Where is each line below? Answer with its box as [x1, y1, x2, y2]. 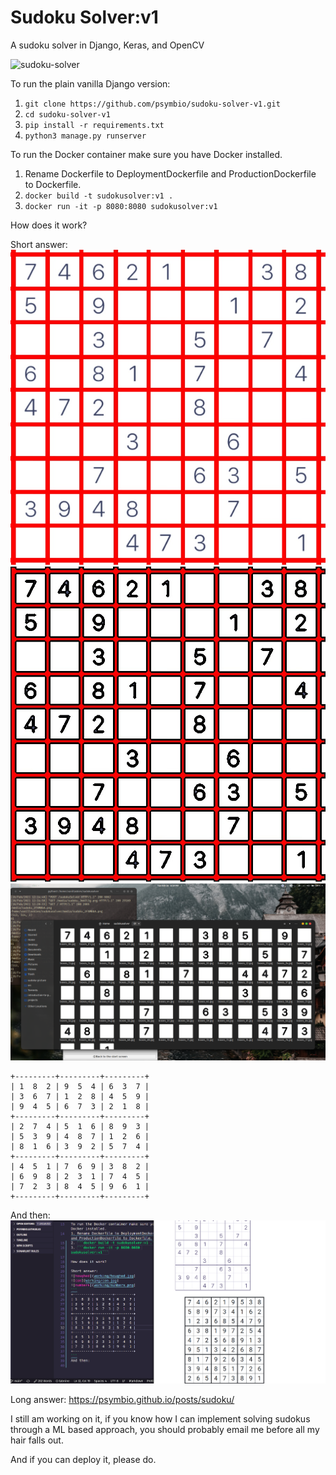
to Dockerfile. [24, 178, 82, 190]
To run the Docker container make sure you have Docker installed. [10, 148, 283, 160]
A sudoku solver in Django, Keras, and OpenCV [10, 39, 205, 51]
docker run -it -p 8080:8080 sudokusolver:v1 [24, 201, 218, 211]
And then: [10, 1209, 51, 1221]
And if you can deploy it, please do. [10, 1454, 157, 1466]
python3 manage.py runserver [24, 131, 147, 141]
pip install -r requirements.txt [24, 120, 165, 130]
